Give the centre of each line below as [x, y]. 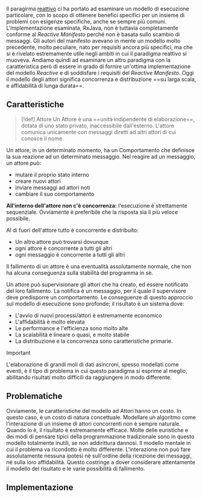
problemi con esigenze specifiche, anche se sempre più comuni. [87, 21]
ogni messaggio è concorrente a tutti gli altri [70, 254]
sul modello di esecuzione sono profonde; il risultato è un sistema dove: [95, 304]
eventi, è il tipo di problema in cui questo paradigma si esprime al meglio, [97, 371]
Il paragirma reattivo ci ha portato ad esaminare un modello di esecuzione [98, 9]
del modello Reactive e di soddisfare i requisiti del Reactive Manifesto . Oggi [100, 73]
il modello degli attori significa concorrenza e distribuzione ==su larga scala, [101, 79]
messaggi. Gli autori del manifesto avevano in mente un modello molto [93, 41]
